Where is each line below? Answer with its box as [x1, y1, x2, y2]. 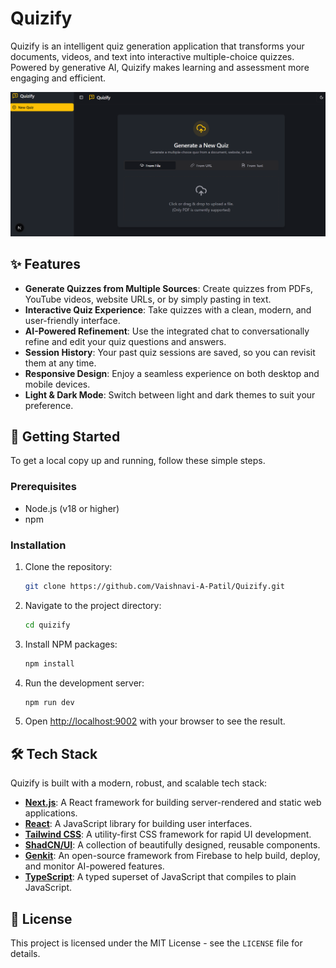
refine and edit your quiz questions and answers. [24, 335, 227, 347]
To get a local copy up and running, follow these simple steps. [10, 455, 266, 467]
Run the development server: [24, 677, 145, 689]
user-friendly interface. [24, 314, 121, 326]
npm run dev [24, 697, 75, 707]
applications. [24, 807, 78, 819]
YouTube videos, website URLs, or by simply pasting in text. [24, 293, 272, 305]
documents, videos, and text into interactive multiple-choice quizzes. [10, 50, 295, 62]
